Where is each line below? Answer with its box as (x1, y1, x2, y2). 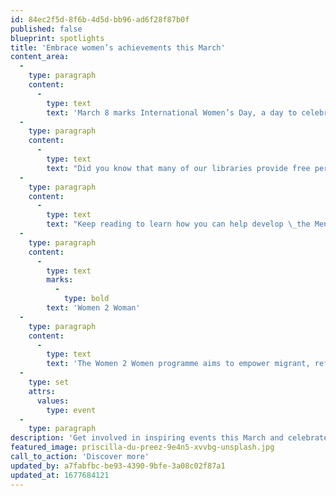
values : (36, 396, 70, 406)
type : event (46, 405, 97, 415)
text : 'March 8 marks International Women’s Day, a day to (46, 107, 298, 118)
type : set (28, 377, 70, 387)
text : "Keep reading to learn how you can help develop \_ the (46, 219, 311, 230)
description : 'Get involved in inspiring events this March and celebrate (10, 433, 329, 443)
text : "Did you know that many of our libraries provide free (46, 163, 311, 173)
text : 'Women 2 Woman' (46, 303, 141, 313)
